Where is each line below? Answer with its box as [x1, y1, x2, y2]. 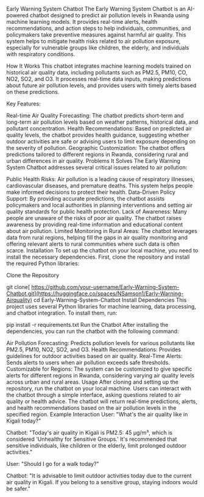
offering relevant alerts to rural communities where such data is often [6, 240, 180, 248]
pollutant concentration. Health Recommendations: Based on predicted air [6, 125, 192, 132]
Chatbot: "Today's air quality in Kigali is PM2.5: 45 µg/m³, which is [6, 429, 173, 436]
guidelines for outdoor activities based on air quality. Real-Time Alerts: [6, 352, 183, 359]
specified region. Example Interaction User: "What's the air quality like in [6, 411, 188, 418]
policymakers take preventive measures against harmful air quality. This [6, 31, 187, 38]
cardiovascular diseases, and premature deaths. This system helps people [6, 182, 193, 189]
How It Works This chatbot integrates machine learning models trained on [6, 62, 192, 70]
